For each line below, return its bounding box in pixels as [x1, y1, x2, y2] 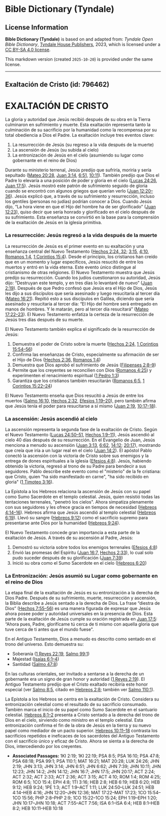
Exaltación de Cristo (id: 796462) [5, 80, 110, 89]
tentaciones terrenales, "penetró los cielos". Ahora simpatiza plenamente [5, 499, 154, 505]
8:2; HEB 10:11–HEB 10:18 [12, 806, 63, 812]
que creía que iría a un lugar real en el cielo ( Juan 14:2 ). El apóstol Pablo [5, 447, 152, 453]
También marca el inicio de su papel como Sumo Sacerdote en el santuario [5, 707, 158, 713]
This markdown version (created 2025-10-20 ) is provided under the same [5, 56, 153, 62]
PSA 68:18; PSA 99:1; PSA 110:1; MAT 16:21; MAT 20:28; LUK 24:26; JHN [12, 758, 160, 764]
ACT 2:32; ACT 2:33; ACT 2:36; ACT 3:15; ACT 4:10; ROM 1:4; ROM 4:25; [12, 774, 162, 780]
